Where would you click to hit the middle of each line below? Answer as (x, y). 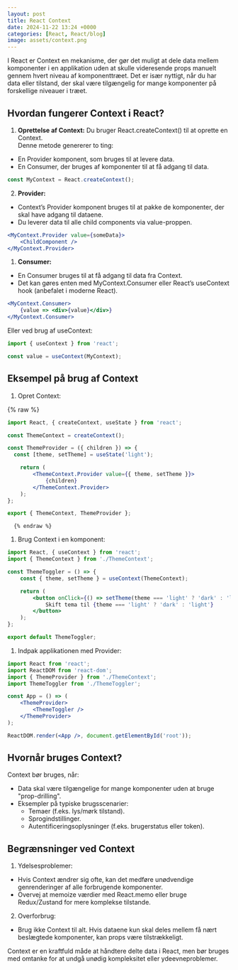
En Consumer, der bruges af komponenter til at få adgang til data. (113, 166)
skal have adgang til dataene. (61, 215)
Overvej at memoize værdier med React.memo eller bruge (102, 895)
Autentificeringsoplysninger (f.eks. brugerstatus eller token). (116, 826)
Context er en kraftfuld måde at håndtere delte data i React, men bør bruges (118, 951)
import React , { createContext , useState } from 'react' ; (95, 422)
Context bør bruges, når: (43, 775)
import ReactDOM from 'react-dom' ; (60, 670)
